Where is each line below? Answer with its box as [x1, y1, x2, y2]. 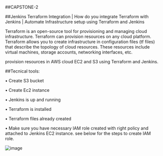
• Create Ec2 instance [5, 87, 50, 93]
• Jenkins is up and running [5, 97, 61, 103]
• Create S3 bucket [5, 78, 44, 83]
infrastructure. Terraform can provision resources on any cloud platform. [5, 34, 152, 39]
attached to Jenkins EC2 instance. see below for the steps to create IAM [5, 130, 151, 136]
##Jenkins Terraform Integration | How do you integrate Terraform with [5, 14, 149, 19]
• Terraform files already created [5, 116, 72, 122]
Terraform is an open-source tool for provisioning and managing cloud [5, 28, 147, 34]
